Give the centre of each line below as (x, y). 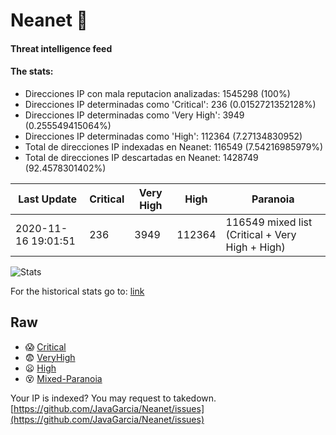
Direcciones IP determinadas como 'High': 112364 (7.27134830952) (163, 136)
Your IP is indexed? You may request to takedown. (113, 398)
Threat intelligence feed (61, 48)
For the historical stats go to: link (77, 291)
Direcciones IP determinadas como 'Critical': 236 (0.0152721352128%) (170, 104)
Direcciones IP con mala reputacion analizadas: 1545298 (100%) (157, 93)
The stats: (32, 71)
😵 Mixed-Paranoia (63, 378)
